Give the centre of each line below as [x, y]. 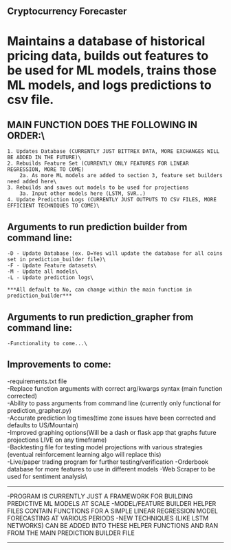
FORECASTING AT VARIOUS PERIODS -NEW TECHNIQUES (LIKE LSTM [108, 518]
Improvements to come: [59, 365]
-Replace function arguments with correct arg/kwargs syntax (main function [115, 388]
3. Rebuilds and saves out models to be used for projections [98, 188]
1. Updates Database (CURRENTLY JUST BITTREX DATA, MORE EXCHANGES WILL [113, 152]
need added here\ [32, 182]
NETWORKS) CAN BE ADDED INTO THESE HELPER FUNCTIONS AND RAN [113, 525]
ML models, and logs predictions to [109, 85]
